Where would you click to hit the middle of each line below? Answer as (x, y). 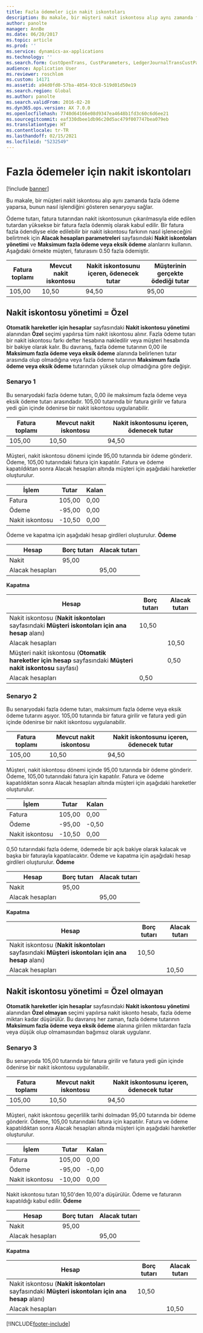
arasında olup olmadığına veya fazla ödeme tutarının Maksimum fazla (93, 359)
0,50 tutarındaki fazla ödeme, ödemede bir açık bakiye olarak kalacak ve (96, 849)
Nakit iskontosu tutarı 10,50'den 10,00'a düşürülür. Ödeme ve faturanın (94, 1195)
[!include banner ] (28, 188)
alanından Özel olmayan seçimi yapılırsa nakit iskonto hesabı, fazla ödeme (99, 1012)
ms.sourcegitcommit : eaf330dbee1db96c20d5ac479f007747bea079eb (88, 119)
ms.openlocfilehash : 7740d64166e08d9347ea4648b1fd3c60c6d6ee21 (88, 114)
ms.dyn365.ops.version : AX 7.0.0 (48, 108)
